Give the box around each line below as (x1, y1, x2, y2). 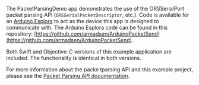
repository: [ (6, 30, 37, 37)
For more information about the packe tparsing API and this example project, (6, 66, 194, 73)
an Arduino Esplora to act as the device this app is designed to (6, 18, 159, 24)
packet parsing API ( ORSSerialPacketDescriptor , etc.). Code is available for (6, 11, 189, 18)
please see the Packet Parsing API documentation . (6, 73, 130, 79)
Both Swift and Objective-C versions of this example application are (6, 48, 172, 55)
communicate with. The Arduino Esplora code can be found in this (6, 24, 168, 31)
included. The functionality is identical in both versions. (6, 55, 141, 61)
